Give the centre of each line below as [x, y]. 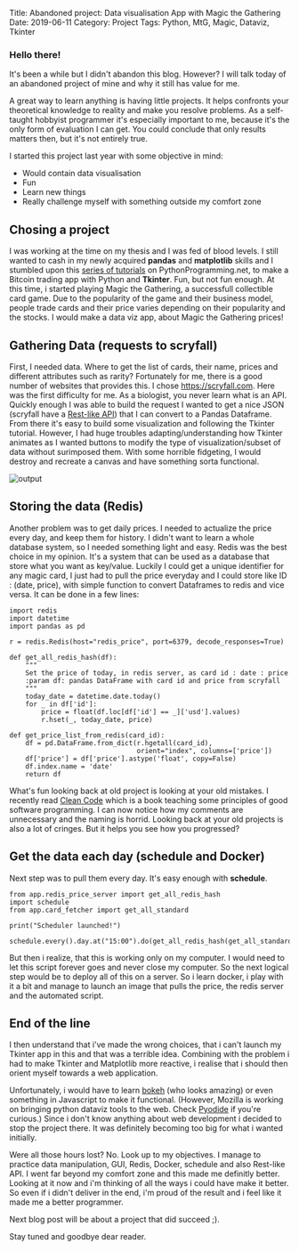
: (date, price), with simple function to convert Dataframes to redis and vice [147, 585]
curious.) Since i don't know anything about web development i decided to [145, 1119]
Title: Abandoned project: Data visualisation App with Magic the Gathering [145, 13]
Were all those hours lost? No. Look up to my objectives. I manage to [135, 1155]
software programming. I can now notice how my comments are [126, 809]
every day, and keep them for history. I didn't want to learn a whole [132, 537]
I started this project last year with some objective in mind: [117, 156]
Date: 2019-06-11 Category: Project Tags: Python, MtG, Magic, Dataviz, [139, 22]
